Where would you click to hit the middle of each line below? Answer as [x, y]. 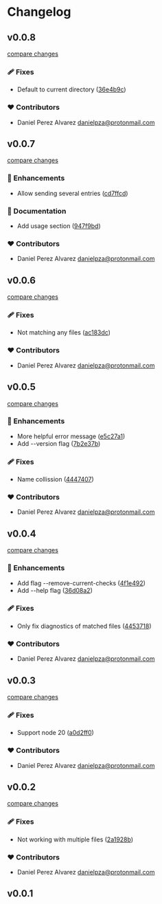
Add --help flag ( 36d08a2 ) [55, 590]
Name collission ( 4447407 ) [55, 479]
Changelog [39, 12]
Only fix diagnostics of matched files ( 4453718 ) [84, 626]
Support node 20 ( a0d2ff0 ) [55, 733]
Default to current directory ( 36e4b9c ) [71, 89]
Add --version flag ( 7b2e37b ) [59, 443]
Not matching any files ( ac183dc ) [64, 332]
